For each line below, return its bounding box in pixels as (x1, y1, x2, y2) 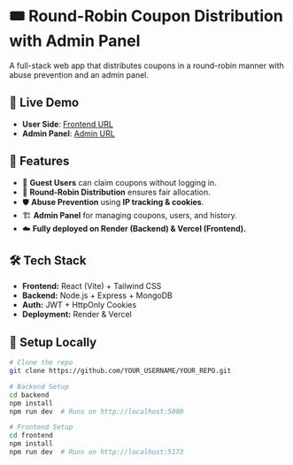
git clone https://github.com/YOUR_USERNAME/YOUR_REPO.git (9, 367, 232, 376)
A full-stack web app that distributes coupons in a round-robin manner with (9, 60, 285, 71)
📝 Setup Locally (9, 334, 97, 349)
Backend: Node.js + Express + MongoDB (21, 290, 173, 301)
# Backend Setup (9, 382, 69, 391)
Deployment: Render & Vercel (21, 309, 133, 320)
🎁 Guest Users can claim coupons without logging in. (21, 177, 217, 187)
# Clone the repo (9, 358, 73, 367)
